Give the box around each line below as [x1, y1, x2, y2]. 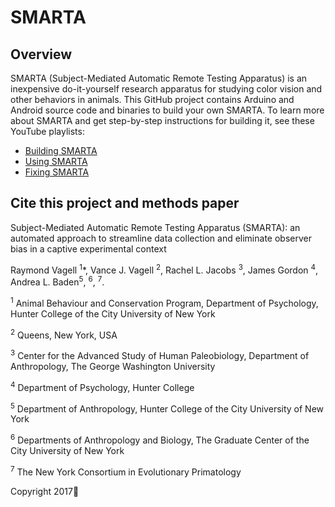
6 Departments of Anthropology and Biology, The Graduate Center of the [10, 432, 310, 446]
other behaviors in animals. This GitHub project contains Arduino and [10, 94, 295, 105]
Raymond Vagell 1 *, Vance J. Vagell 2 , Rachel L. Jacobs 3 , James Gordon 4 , [10, 262, 319, 276]
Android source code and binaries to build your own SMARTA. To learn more [10, 104, 325, 116]
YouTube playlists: [10, 126, 85, 137]
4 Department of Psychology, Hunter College [10, 380, 195, 393]
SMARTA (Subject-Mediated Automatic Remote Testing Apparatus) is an [10, 72, 308, 84]
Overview [10, 46, 73, 63]
